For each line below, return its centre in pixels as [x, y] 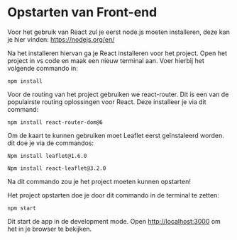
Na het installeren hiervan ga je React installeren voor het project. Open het [117, 53]
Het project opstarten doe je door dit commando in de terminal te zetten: [114, 195]
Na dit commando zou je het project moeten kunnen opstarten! [99, 181]
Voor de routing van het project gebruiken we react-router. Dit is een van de [118, 94]
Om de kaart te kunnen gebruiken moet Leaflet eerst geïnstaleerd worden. [116, 135]
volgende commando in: [43, 68]
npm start [22, 208]
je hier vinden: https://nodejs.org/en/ [61, 39]
